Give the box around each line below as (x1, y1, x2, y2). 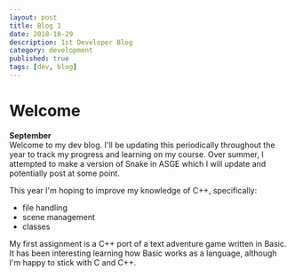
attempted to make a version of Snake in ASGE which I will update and (9, 158, 267, 169)
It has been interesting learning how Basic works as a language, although (9, 248, 277, 258)
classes (21, 221, 51, 232)
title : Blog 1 (9, 21, 62, 30)
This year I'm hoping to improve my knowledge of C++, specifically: (9, 185, 258, 195)
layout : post (9, 12, 58, 22)
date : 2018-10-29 (9, 29, 74, 38)
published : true (9, 54, 69, 63)
